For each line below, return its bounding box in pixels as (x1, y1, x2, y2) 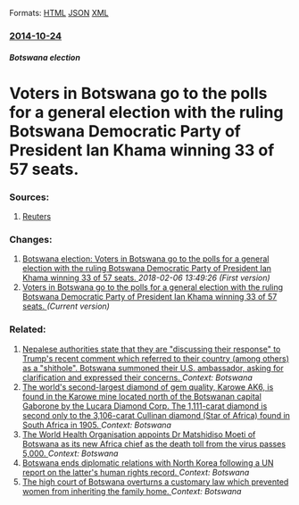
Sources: (9, 191, 50, 203)
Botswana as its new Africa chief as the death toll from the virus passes (21, 438, 287, 449)
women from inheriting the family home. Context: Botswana (21, 485, 242, 496)
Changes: (9, 233, 53, 245)
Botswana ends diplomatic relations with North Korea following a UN (21, 457, 274, 468)
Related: (9, 323, 46, 335)
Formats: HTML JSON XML (9, 8, 109, 18)
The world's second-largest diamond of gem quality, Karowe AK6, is (21, 381, 274, 392)
